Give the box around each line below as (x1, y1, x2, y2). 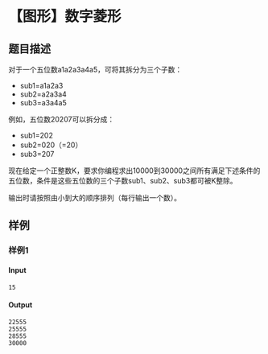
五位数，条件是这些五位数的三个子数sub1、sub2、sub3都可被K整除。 (8, 176, 237, 185)
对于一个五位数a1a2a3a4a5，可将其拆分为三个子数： (8, 65, 183, 74)
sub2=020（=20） (19, 140, 83, 150)
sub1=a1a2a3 (19, 81, 64, 90)
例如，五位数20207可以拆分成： (8, 114, 115, 124)
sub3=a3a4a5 (19, 98, 67, 107)
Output (8, 300, 33, 310)
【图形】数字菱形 (8, 7, 122, 26)
